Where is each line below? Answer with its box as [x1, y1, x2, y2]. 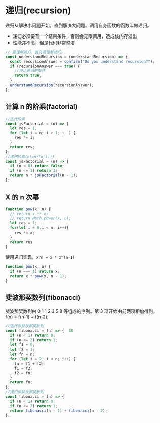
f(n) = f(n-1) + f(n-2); [5, 314, 49, 320]
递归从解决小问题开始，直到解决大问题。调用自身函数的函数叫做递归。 [5, 22, 152, 28]
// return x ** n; [10, 211, 49, 216]
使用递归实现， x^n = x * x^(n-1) [5, 254, 75, 260]
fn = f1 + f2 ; [14, 361, 44, 366]
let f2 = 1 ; [10, 347, 35, 352]
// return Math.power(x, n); [10, 216, 71, 221]
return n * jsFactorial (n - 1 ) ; [10, 173, 78, 178]
